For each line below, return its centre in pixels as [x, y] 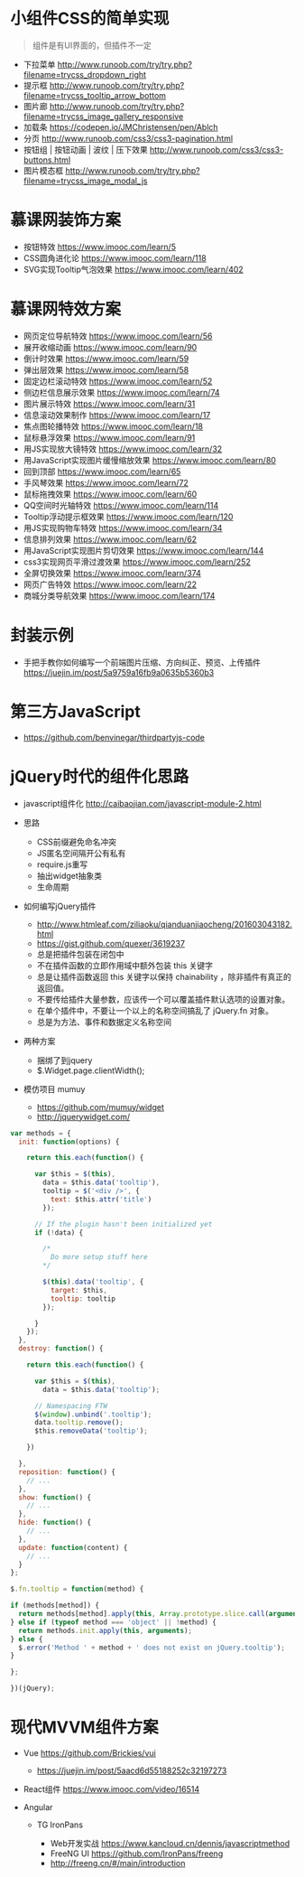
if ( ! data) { [59, 1233]
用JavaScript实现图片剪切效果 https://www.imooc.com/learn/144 [143, 550]
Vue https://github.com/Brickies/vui [89, 1752]
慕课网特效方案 [66, 309]
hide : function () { [55, 1523]
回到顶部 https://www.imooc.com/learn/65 [102, 472]
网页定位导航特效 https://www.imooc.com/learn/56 [118, 336]
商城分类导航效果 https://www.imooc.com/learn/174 [119, 595]
